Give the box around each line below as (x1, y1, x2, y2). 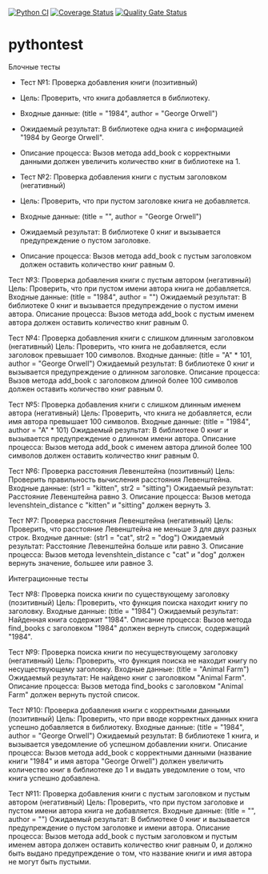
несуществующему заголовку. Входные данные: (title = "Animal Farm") (8, 664, 250, 674)
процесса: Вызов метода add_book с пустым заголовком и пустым (8, 831, 238, 840)
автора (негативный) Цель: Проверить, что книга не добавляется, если (8, 408, 252, 418)
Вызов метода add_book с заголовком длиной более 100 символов (8, 375, 238, 385)
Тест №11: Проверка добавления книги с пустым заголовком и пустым (8, 788, 250, 798)
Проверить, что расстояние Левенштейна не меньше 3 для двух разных (8, 524, 257, 534)
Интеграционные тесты (8, 573, 89, 583)
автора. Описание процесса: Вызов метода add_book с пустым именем (8, 309, 254, 319)
